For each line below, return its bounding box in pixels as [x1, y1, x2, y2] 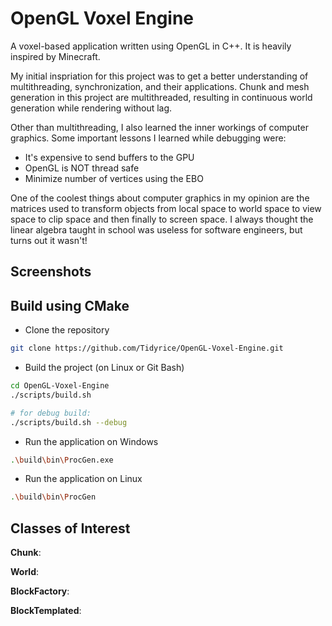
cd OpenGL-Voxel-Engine [10, 381, 110, 391]
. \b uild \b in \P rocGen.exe [10, 455, 114, 465]
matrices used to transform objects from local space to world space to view [10, 202, 322, 214]
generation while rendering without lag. [10, 102, 173, 114]
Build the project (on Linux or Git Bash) [24, 362, 185, 374]
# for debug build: [10, 408, 92, 418]
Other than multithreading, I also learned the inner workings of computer [10, 121, 309, 133]
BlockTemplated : [10, 605, 82, 617]
